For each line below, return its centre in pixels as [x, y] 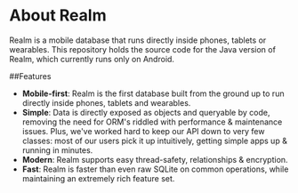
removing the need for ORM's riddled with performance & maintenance [152, 122]
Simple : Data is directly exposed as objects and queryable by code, [146, 112]
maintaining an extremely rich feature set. [98, 178]
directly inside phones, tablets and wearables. [106, 102]
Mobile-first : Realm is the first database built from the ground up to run [153, 93]
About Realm [58, 16]
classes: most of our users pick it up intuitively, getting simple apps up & [154, 141]
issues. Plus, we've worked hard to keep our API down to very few [143, 131]
